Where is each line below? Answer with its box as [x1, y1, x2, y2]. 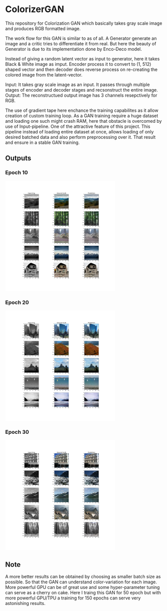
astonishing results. [5, 600, 46, 606]
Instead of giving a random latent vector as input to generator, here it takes [5, 55, 160, 61]
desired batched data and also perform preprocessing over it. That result [5, 134, 156, 140]
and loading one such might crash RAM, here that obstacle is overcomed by [5, 118, 162, 124]
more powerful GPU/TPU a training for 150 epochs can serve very [5, 595, 141, 601]
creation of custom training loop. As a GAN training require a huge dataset [5, 112, 158, 119]
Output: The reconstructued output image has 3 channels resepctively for [5, 92, 157, 98]
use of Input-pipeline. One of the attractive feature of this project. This [5, 123, 150, 129]
